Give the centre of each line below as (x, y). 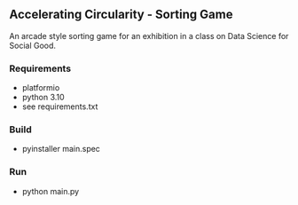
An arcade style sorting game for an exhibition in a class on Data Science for (149, 35)
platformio (41, 88)
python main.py (51, 191)
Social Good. (32, 45)
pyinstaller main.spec (61, 149)
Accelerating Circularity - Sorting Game (121, 15)
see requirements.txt (60, 106)
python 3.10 (43, 98)
